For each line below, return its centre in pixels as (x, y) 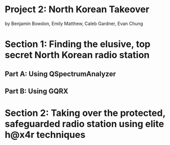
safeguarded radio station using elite (84, 124)
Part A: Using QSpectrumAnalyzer (60, 74)
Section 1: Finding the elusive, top (78, 44)
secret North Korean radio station (77, 55)
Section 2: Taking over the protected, (85, 113)
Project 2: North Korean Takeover (77, 9)
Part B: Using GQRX (37, 91)
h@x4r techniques (45, 135)
